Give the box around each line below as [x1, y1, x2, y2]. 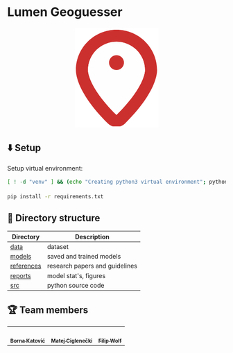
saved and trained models [47, 252, 121, 261]
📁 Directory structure [7, 212, 101, 224]
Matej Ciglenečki [51, 337, 93, 344]
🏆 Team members [7, 304, 89, 316]
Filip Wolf [98, 337, 122, 344]
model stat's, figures [47, 271, 106, 279]
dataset [47, 242, 69, 250]
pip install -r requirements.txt [7, 193, 104, 200]
